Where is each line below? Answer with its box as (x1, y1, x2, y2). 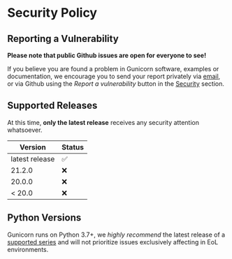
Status (61, 142, 84, 151)
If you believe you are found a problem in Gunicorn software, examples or (7, 65, 219, 73)
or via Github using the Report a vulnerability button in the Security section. (7, 80, 225, 88)
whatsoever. (7, 126, 43, 134)
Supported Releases (7, 100, 98, 112)
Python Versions (7, 212, 82, 224)
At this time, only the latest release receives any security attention (7, 118, 199, 126)
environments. (7, 245, 49, 253)
